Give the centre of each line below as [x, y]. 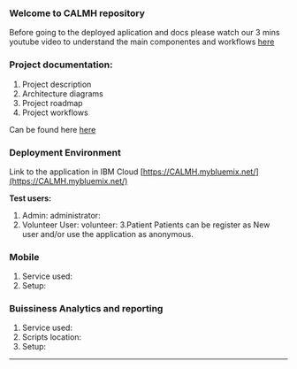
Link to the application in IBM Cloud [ [76, 172]
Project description [57, 84]
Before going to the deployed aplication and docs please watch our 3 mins [145, 33]
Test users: [30, 198]
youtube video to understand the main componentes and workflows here [142, 42]
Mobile [24, 257]
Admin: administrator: [61, 215]
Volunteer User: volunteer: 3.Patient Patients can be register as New [146, 225]
